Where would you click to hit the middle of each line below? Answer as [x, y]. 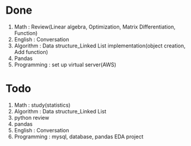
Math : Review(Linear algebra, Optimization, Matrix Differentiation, [95, 27]
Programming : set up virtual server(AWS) [65, 64]
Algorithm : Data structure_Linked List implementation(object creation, [100, 46]
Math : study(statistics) [42, 105]
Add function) [31, 52]
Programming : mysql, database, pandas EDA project [79, 137]
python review [32, 118]
